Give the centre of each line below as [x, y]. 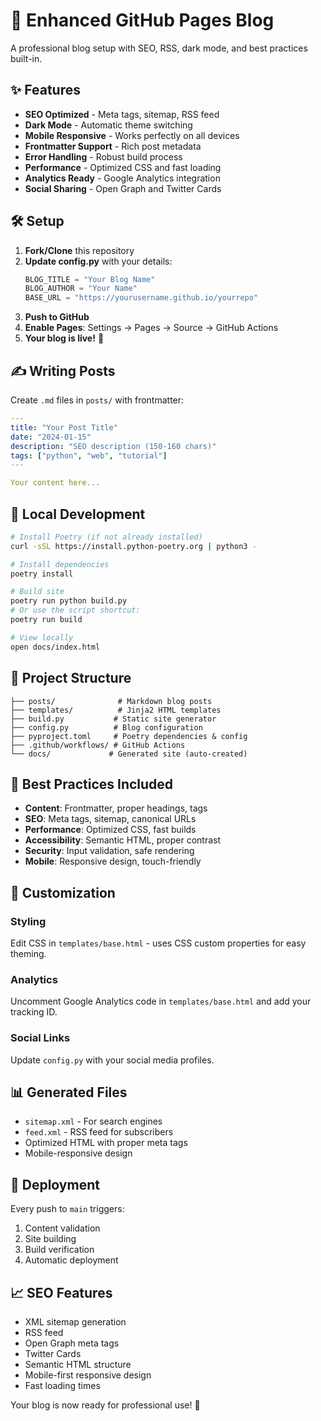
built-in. [26, 58]
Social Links [40, 1038]
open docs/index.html [55, 647]
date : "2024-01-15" [51, 437]
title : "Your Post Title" [64, 427]
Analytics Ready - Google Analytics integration [122, 178]
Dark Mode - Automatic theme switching [108, 125]
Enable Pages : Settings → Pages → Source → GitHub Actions [151, 328]
